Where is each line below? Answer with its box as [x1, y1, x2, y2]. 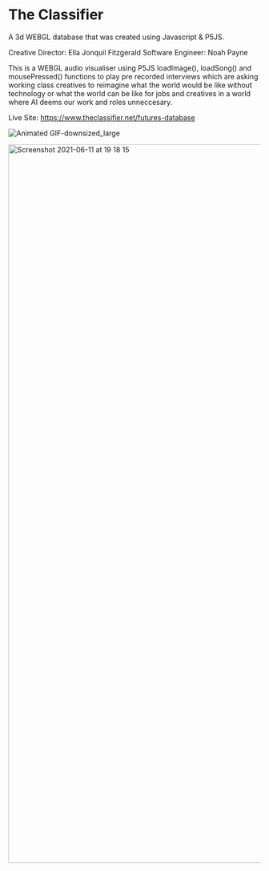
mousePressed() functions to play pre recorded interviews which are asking [8, 71, 259, 81]
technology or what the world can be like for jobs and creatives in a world [8, 88, 251, 98]
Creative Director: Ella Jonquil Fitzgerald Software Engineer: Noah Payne [8, 47, 248, 57]
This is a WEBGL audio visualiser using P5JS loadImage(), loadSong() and [8, 63, 252, 73]
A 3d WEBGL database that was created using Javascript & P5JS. [8, 32, 225, 42]
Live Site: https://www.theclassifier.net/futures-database [8, 112, 195, 122]
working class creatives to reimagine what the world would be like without [8, 80, 252, 90]
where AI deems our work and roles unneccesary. [8, 97, 173, 107]
